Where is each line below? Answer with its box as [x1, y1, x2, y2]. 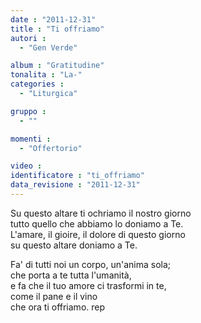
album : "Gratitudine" [10, 61, 105, 71]
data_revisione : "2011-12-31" [10, 180, 141, 190]
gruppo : [10, 106, 47, 116]
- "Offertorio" [19, 143, 83, 153]
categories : [10, 79, 65, 90]
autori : [10, 33, 47, 43]
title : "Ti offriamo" [10, 24, 105, 34]
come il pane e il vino [10, 290, 98, 302]
